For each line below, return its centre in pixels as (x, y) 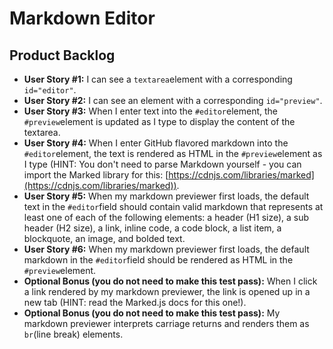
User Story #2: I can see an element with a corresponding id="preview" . (173, 100)
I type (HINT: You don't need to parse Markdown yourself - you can (162, 164)
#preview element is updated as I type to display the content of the (159, 121)
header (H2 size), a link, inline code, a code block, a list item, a (152, 228)
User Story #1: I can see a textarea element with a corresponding (158, 79)
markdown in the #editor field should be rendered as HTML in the (158, 260)
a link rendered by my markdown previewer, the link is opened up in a (167, 291)
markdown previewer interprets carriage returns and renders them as (166, 323)
